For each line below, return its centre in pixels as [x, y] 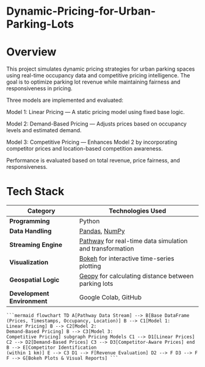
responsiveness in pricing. [39, 88]
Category [41, 211]
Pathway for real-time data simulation [133, 241]
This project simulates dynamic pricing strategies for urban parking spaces [101, 69]
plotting [90, 266]
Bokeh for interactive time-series [127, 258]
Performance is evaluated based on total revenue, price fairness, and [93, 160]
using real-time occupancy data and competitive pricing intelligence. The [98, 76]
